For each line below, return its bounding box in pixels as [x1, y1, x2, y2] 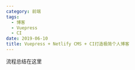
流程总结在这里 [6, 58, 42, 65]
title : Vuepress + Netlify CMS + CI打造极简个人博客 [6, 41, 130, 47]
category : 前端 [6, 8, 41, 15]
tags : [6, 14, 19, 20]
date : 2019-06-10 [6, 36, 48, 41]
